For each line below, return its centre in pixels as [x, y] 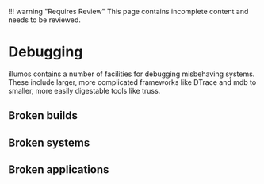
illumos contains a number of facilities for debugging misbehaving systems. [132, 74]
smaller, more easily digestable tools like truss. [84, 90]
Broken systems [49, 142]
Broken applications [59, 170]
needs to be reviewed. [45, 20]
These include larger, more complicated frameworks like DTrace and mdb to [132, 82]
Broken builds [43, 115]
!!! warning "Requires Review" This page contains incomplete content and [128, 11]
